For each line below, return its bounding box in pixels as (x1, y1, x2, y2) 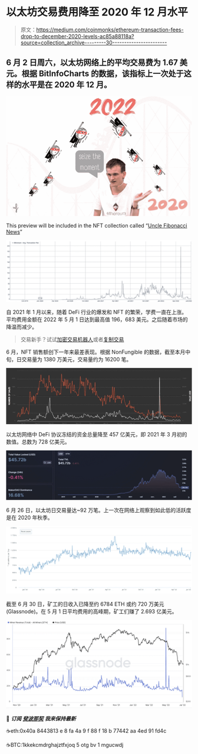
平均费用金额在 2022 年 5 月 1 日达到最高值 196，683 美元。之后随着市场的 (6, 316, 188, 323)
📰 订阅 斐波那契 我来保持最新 (6, 715, 76, 722)
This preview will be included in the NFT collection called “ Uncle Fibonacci (6, 222, 187, 229)
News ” (6, 228, 22, 235)
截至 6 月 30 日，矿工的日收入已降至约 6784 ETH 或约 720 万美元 (6, 600, 164, 607)
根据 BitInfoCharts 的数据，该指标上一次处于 (21, 69, 184, 79)
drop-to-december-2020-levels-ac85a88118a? (20, 33, 134, 40)
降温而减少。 (6, 323, 37, 331)
